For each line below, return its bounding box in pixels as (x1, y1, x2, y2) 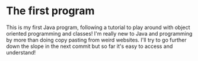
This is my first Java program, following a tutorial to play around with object (6, 24, 191, 31)
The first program (6, 4, 95, 18)
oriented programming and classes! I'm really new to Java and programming (6, 30, 193, 37)
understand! (6, 49, 36, 56)
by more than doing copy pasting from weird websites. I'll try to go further (6, 36, 187, 43)
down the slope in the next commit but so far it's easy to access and (6, 43, 173, 50)
